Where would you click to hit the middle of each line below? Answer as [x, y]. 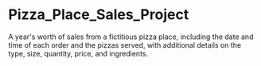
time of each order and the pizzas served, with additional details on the [125, 45]
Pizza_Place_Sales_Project [99, 15]
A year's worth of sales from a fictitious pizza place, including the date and [131, 37]
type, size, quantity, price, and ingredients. [78, 53]
